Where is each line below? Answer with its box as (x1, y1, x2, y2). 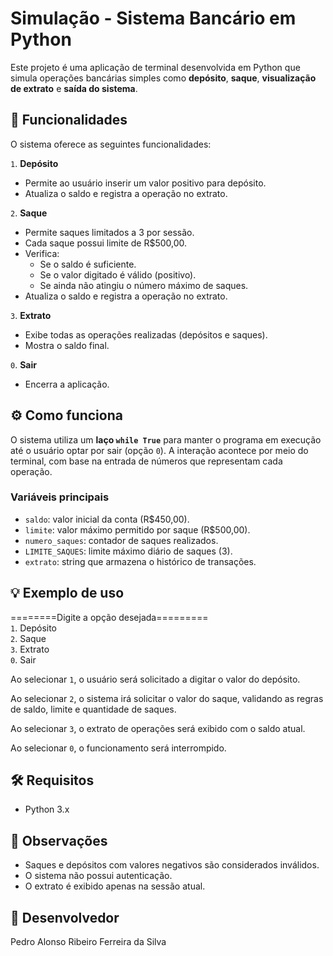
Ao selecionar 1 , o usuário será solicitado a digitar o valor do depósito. (10, 673, 301, 685)
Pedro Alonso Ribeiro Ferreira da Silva (10, 936, 167, 948)
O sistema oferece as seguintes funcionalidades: (10, 138, 212, 150)
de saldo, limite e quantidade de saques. (10, 703, 177, 715)
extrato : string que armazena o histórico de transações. (24, 555, 257, 567)
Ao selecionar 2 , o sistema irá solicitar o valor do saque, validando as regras (10, 692, 324, 704)
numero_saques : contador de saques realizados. (24, 534, 219, 546)
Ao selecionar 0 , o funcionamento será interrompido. (10, 742, 227, 754)
